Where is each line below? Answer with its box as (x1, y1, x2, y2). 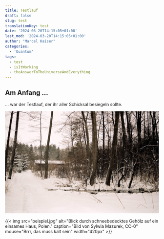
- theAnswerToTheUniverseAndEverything (9, 70, 91, 75)
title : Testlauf (5, 8, 38, 13)
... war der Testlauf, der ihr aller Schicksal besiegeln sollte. (5, 101, 123, 107)
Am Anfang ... (5, 88, 49, 97)
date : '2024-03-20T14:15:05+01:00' (5, 28, 78, 34)
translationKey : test (5, 23, 49, 28)
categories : (5, 44, 29, 49)
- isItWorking (9, 65, 38, 69)
